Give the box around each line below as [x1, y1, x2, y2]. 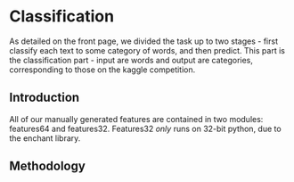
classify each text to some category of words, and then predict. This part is [9, 45, 285, 55]
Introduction [9, 90, 80, 105]
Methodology [9, 159, 86, 174]
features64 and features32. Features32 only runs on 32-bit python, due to [9, 123, 282, 134]
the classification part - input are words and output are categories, [9, 54, 254, 65]
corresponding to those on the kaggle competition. [9, 64, 196, 75]
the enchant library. [9, 132, 81, 144]
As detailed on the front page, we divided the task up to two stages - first [9, 36, 279, 46]
